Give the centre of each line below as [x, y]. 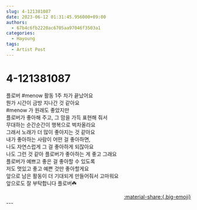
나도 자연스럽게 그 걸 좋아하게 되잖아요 [50, 146]
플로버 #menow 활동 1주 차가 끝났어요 [50, 95]
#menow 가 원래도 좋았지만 [38, 110]
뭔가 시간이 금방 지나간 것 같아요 [43, 102]
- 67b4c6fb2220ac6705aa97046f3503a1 [56, 28]
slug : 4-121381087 [28, 11]
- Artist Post [28, 50]
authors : [17, 22]
